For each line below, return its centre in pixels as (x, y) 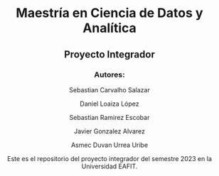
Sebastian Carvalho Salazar (109, 89)
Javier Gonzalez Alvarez (109, 131)
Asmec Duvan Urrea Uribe (109, 145)
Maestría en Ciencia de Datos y (109, 13)
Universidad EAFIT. (109, 166)
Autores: (109, 75)
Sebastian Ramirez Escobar (109, 117)
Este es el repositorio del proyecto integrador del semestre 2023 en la (109, 158)
